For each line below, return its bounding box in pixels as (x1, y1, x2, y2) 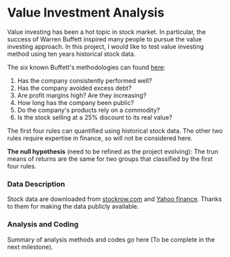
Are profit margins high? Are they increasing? (17, 91, 147, 99)
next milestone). (7, 242, 53, 251)
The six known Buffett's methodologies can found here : (7, 63, 166, 71)
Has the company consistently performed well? (17, 76, 152, 84)
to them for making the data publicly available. (7, 202, 139, 211)
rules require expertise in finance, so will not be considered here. (7, 133, 193, 142)
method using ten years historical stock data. (7, 50, 136, 58)
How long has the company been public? (17, 98, 134, 106)
